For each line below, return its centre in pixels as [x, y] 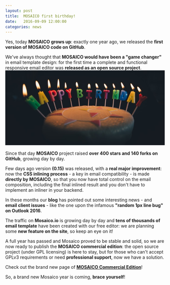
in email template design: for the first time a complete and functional [76, 62]
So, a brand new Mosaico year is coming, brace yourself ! [65, 277]
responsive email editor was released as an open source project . [73, 68]
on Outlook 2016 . [24, 210]
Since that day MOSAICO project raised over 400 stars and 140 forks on [82, 153]
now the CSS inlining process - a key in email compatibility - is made [77, 174]
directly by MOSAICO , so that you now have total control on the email [78, 179]
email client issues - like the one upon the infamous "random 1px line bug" [84, 205]
